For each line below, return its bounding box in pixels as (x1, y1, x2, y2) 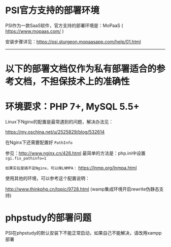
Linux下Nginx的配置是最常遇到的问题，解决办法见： (5, 119, 113, 125)
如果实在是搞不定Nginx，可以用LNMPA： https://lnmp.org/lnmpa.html (5, 165, 137, 171)
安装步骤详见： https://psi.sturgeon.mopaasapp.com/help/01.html (5, 39, 141, 45)
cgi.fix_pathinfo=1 (5, 156, 47, 161)
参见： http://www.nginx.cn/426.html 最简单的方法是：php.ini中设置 (5, 150, 146, 157)
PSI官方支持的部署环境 (5, 5, 100, 16)
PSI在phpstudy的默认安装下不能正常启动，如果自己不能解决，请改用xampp (5, 230, 162, 236)
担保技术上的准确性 (50, 76, 130, 87)
